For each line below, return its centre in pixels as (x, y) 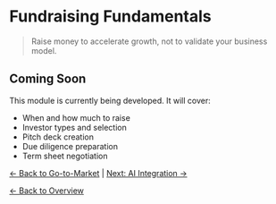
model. (44, 50)
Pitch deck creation (58, 137)
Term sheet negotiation (65, 156)
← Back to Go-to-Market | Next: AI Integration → (98, 173)
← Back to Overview (47, 191)
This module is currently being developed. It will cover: (110, 100)
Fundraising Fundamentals (110, 17)
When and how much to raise (76, 117)
